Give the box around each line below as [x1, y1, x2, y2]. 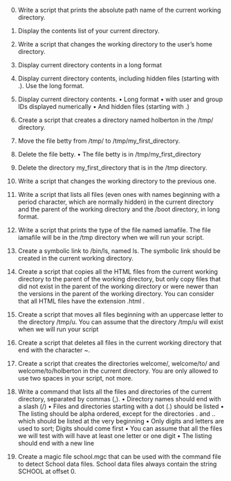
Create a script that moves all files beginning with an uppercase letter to [17, 311, 223, 318]
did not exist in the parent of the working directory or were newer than [17, 282, 219, 290]
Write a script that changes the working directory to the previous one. [17, 177, 216, 185]
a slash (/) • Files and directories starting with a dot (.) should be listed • [17, 402, 224, 410]
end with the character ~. [17, 346, 91, 354]
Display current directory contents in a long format [17, 61, 162, 69]
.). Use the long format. [17, 82, 84, 89]
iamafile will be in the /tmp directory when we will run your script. [17, 234, 205, 241]
